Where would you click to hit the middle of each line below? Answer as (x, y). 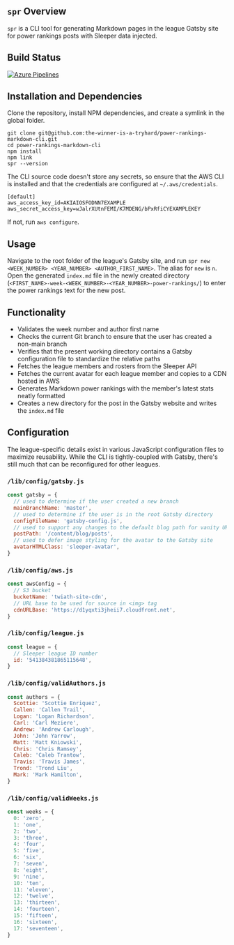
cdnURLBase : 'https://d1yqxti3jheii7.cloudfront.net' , (95, 610)
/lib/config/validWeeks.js (53, 798)
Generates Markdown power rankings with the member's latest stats (115, 388)
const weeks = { (31, 812)
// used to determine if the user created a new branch (96, 501)
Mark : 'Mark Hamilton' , (48, 775)
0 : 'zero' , (29, 818)
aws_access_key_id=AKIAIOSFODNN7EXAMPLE (67, 203)
